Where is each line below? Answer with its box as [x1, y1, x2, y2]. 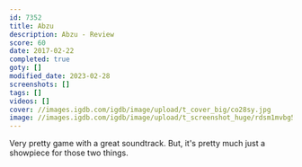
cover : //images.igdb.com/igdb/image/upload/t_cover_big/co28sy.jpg [9, 105, 271, 114]
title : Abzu [9, 22, 54, 31]
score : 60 [9, 38, 47, 48]
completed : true [9, 55, 70, 64]
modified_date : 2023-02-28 [9, 72, 111, 81]
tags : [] [9, 88, 42, 97]
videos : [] [9, 96, 50, 106]
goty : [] [9, 64, 42, 73]
